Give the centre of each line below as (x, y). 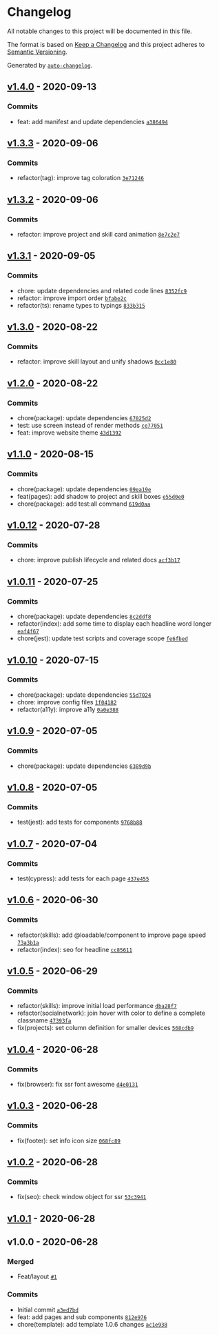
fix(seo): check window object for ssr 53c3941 (82, 1197)
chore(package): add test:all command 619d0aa (84, 504)
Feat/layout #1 (37, 1276)
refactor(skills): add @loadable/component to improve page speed (112, 935)
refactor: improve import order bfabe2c (72, 298)
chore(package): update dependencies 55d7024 (84, 695)
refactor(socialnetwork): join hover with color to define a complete (111, 1013)
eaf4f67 (28, 632)
